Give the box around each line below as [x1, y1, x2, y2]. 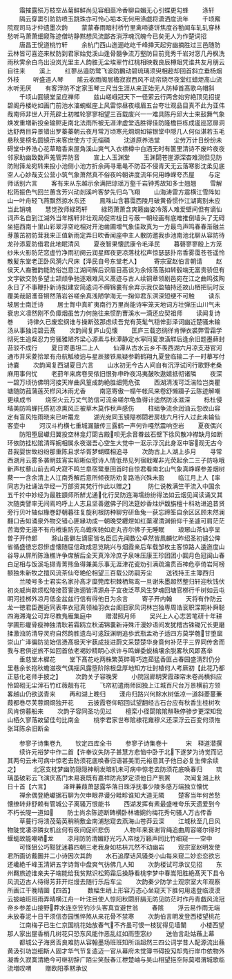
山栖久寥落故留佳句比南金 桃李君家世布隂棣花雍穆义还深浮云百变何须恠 [7, 716, 221, 724]
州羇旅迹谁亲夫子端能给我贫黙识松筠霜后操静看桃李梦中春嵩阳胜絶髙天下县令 [7, 869, 225, 877]
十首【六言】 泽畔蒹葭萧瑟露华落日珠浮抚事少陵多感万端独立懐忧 [12, 782, 209, 791]
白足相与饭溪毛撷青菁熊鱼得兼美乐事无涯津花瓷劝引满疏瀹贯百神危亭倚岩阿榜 [7, 560, 225, 568]
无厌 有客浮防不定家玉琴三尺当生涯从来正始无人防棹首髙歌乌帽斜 [19, 84, 215, 92]
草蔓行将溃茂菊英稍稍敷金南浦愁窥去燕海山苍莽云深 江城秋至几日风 [19, 817, 221, 825]
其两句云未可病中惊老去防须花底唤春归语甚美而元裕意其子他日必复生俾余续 [7, 757, 219, 764]
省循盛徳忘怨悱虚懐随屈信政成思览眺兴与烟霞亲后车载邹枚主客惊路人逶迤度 [7, 543, 219, 550]
